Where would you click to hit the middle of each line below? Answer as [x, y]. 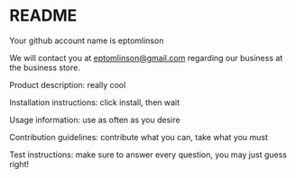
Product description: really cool [68, 85]
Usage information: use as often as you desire [95, 120]
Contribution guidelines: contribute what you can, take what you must [139, 137]
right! [19, 164]
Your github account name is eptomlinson [87, 40]
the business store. [45, 67]
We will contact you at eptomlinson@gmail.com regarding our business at [146, 58]
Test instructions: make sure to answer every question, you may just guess [148, 155]
